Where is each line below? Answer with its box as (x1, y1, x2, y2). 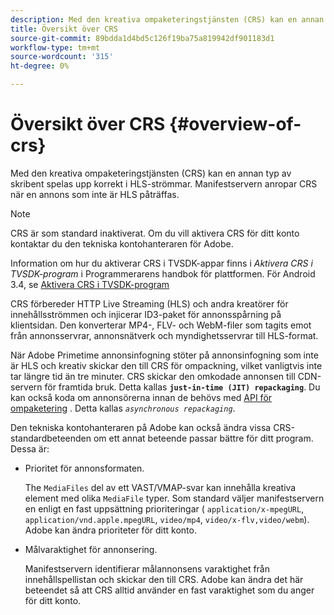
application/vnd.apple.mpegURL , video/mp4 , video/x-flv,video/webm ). (24, 513, 310, 525)
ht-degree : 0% (10, 61, 70, 71)
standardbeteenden (10, 432, 92, 444)
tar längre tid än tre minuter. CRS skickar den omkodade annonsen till (10, 370, 296, 382)
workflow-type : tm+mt (10, 42, 101, 53)
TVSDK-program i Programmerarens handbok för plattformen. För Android (10, 267, 316, 280)
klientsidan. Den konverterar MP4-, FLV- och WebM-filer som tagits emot (10, 319, 312, 331)
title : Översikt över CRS (10, 24, 118, 34)
